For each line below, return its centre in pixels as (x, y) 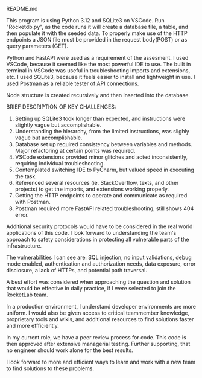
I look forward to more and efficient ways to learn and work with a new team (101, 362)
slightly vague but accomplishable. (58, 125)
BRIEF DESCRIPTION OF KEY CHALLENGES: (61, 107)
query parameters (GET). (37, 46)
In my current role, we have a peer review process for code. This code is (96, 337)
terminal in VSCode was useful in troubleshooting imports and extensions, (98, 71)
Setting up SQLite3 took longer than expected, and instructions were (100, 118)
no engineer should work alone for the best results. (70, 350)
